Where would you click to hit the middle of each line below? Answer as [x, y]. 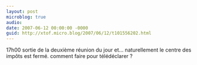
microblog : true [26, 17]
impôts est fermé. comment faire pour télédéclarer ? [69, 56]
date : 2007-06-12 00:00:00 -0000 [47, 28]
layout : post [22, 11]
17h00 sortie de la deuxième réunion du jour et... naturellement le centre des [99, 50]
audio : [14, 22]
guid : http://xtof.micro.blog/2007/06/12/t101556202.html [79, 33]
